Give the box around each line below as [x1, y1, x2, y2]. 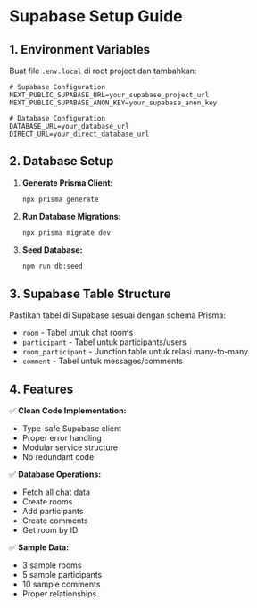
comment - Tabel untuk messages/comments [21, 355, 183, 367]
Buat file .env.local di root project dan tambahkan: [9, 65, 197, 76]
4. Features [9, 381, 74, 396]
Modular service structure [21, 442, 119, 453]
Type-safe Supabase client [21, 423, 122, 434]
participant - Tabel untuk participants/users [21, 337, 187, 347]
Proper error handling [21, 433, 103, 444]
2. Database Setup [9, 154, 114, 169]
